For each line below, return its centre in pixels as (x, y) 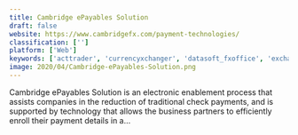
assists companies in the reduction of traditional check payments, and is (141, 101)
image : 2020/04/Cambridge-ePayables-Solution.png (103, 67)
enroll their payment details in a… (70, 120)
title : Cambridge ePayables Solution (79, 17)
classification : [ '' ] (49, 42)
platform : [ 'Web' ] (43, 51)
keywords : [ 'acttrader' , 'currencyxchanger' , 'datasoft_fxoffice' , (137, 59)
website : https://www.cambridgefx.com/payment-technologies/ (125, 34)
